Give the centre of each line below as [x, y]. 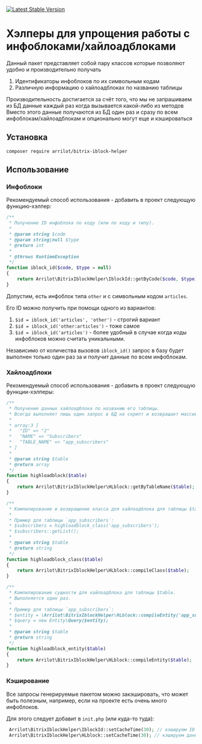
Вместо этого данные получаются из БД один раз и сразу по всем [92, 112]
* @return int [26, 245]
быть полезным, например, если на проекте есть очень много [87, 700]
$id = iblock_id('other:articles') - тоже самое [77, 326]
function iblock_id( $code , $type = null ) [59, 268]
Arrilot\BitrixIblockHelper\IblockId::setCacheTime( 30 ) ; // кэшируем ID [102, 730]
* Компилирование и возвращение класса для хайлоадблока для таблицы [98, 509]
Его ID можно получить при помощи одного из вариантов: [81, 308]
